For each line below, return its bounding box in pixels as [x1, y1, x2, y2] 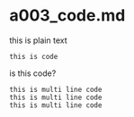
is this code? [9, 68, 57, 79]
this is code [9, 52, 58, 61]
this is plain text [9, 35, 67, 46]
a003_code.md [9, 5, 126, 26]
